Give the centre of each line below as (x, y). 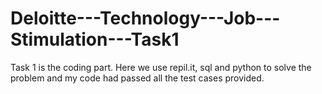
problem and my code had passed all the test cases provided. (137, 78)
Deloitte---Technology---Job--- (145, 18)
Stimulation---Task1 (95, 39)
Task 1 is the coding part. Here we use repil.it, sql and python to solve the (161, 67)
